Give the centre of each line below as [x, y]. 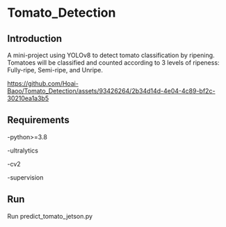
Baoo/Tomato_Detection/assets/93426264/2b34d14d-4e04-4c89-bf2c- [111, 91]
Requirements [38, 120]
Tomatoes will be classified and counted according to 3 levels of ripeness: [113, 63]
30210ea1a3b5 [28, 98]
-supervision [25, 177]
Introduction [35, 39]
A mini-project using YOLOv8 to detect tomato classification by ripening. [111, 55]
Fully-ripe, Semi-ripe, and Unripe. [55, 70]
